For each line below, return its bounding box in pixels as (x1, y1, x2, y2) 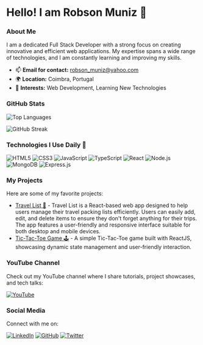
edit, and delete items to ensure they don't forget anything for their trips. (15, 215, 197, 222)
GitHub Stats (6, 100, 45, 108)
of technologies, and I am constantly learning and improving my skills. (6, 54, 182, 62)
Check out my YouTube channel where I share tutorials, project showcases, (6, 272, 196, 280)
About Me (6, 27, 37, 36)
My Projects (6, 176, 43, 184)
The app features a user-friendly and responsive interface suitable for (15, 221, 191, 228)
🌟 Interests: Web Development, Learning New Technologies (15, 84, 166, 92)
